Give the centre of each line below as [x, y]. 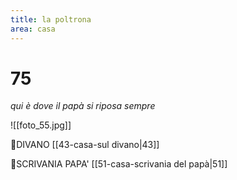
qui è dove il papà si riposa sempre [83, 106]
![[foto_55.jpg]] [41, 125]
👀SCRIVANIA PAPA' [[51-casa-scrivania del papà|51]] [119, 164]
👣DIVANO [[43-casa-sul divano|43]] [85, 145]
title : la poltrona [51, 19]
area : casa [33, 29]
